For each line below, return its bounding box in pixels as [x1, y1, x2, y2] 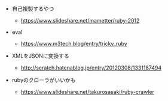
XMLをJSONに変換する [11, 52, 70, 59]
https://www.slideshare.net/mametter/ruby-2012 [20, 17, 140, 24]
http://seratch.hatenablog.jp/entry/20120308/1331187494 [20, 64, 162, 71]
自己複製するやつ [11, 5, 54, 12]
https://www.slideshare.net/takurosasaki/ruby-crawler [20, 89, 154, 95]
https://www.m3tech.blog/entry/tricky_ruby [20, 40, 127, 47]
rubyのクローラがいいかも [11, 77, 76, 83]
